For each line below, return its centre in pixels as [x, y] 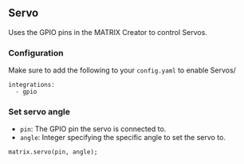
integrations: [32, 85]
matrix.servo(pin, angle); [53, 152]
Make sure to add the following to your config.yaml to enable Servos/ [122, 70]
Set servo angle [39, 112]
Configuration [36, 53]
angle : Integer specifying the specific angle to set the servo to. [122, 138]
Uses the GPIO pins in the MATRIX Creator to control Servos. [108, 32]
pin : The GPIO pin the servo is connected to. [93, 129]
